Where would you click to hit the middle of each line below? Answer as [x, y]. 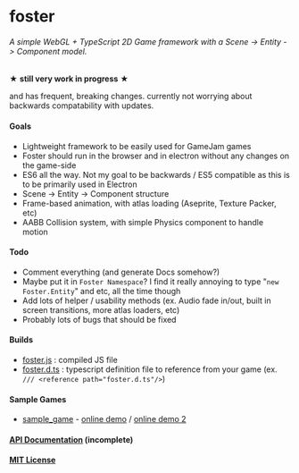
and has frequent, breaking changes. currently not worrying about [131, 97]
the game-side [49, 165]
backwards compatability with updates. [82, 106]
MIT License [33, 460]
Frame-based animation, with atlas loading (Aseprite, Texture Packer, [149, 203]
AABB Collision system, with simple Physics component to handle [143, 222]
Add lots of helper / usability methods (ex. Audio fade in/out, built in [146, 300]
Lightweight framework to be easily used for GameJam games [137, 146]
